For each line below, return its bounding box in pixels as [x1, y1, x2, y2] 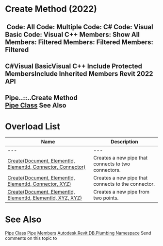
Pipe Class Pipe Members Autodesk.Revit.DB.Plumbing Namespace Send [5, 230, 151, 236]
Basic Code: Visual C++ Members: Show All [5, 30, 140, 38]
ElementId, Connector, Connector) [7, 164, 86, 171]
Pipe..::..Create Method [5, 94, 78, 102]
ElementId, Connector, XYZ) [7, 181, 71, 188]
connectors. [93, 167, 121, 174]
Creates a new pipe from [93, 189, 149, 195]
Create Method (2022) [5, 3, 97, 15]
